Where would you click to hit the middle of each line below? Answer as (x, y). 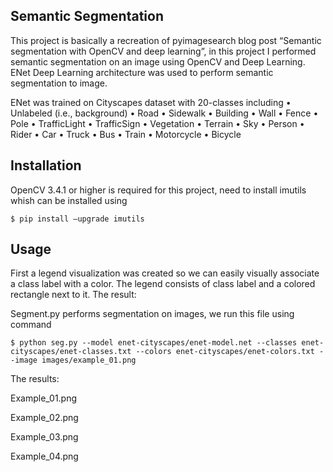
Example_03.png (44, 437)
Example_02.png (44, 418)
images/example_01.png (89, 360)
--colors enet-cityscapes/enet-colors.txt (225, 352)
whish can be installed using (69, 200)
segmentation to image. (59, 83)
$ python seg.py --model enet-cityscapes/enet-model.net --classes (154, 343)
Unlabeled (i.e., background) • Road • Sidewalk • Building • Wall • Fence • (164, 113)
